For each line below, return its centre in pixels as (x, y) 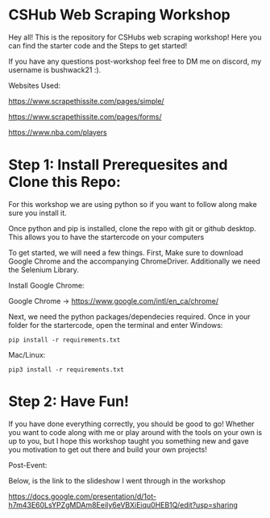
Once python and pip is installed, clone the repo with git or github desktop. (132, 228)
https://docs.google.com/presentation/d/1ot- (83, 496)
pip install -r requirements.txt (64, 340)
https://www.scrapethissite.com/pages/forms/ (85, 116)
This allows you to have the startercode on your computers (106, 237)
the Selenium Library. (44, 269)
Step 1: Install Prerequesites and (118, 165)
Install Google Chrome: (46, 285)
